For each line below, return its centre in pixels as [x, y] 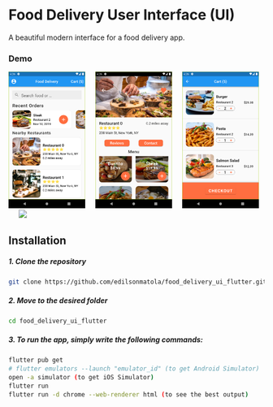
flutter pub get [36, 360]
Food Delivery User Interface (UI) [122, 15]
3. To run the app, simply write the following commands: [106, 340]
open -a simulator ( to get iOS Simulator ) [81, 377]
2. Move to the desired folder [58, 300]
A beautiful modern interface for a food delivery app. [97, 37]
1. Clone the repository [48, 261]
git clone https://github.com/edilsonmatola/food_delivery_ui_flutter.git [138, 282]
